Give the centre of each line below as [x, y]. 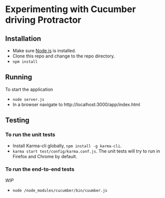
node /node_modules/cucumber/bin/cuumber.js [60, 190]
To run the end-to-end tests [40, 169]
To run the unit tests [30, 135]
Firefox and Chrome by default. [45, 156]
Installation [23, 39]
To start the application [29, 89]
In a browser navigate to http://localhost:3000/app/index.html [76, 104]
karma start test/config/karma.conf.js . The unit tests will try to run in [86, 151]
